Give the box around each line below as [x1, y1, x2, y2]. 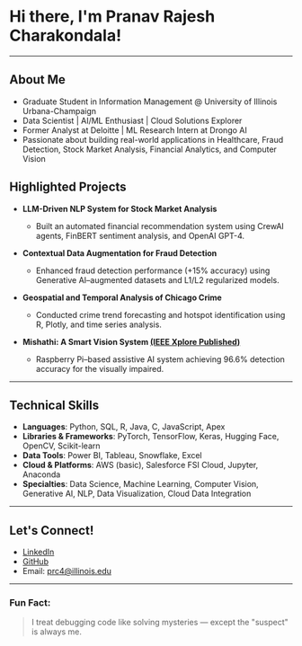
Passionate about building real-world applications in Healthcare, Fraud [22, 134, 284, 145]
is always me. [31, 626, 83, 637]
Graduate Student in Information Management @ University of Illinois [22, 96, 278, 107]
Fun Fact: [9, 597, 51, 609]
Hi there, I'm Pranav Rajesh [9, 6, 216, 27]
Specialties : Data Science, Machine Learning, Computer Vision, [22, 479, 259, 490]
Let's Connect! [9, 523, 94, 538]
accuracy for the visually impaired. [35, 363, 164, 374]
